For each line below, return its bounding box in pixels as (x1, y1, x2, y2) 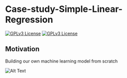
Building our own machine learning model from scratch (5, 58, 118, 64)
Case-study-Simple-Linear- (5, 3, 123, 15)
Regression (5, 14, 53, 25)
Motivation (5, 45, 40, 53)
